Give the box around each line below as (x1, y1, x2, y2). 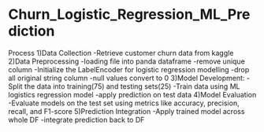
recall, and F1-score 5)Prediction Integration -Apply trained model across (8, 106, 245, 115)
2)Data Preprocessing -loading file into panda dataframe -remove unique (8, 57, 246, 66)
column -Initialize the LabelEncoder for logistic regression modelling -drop (8, 64, 250, 74)
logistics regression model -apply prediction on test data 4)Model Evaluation (8, 90, 257, 99)
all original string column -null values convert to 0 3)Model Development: (8, 73, 245, 82)
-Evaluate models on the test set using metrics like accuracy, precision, (8, 98, 240, 108)
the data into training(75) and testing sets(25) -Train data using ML (24, 81, 240, 91)
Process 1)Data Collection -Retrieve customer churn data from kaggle (8, 48, 234, 57)
